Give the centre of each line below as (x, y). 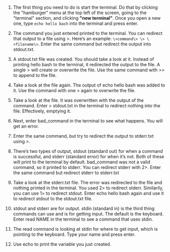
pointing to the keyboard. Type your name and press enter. (74, 234)
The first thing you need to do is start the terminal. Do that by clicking (86, 7)
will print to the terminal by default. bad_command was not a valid (82, 162)
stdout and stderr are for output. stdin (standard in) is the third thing (84, 208)
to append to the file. (35, 75)
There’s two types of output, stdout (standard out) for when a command (88, 151)
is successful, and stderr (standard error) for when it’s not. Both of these (89, 157)
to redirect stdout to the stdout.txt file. (53, 199)
